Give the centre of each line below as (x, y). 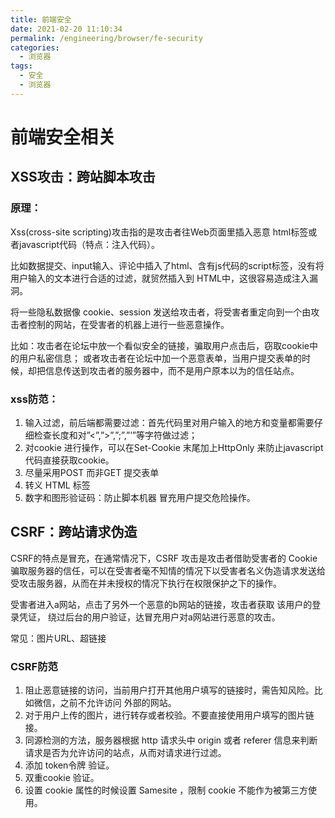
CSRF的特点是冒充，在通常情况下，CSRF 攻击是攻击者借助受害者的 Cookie (164, 558)
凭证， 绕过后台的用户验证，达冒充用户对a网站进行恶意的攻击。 (149, 617)
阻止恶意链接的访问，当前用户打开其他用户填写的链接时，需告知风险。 (169, 690)
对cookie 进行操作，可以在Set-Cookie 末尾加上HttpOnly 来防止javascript (174, 447)
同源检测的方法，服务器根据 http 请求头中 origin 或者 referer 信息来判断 (171, 740)
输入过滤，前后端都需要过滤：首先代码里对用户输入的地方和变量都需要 (169, 422)
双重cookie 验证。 (62, 778)
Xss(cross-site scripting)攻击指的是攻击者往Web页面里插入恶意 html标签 (159, 232)
